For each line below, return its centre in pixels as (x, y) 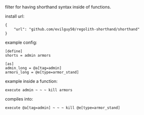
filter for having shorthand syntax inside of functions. (58, 7)
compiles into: (19, 99)
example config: (21, 42)
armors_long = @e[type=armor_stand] (42, 72)
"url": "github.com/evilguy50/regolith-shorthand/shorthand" (77, 29)
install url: (15, 16)
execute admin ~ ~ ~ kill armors (39, 90)
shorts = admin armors (28, 55)
